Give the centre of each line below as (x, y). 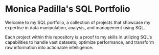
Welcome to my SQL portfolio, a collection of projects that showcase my (78, 22)
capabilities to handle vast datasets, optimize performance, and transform (79, 42)
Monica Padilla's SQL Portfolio (68, 9)
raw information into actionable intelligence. (49, 47)
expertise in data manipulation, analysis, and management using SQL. (75, 27)
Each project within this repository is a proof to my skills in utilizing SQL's (79, 37)
